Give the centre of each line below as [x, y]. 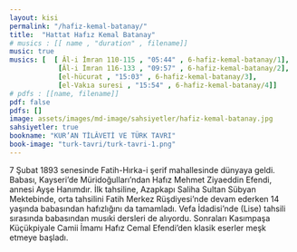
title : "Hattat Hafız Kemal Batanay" [82, 34]
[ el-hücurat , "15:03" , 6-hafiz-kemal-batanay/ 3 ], [157, 77]
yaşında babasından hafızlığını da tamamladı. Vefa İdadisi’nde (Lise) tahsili [148, 208]
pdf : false [30, 102]
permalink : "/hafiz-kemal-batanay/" [78, 26]
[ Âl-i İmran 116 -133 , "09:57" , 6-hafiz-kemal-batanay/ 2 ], [173, 69]
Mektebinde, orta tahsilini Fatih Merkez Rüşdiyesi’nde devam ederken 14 [144, 199]
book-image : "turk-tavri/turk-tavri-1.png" [93, 144]
